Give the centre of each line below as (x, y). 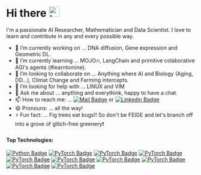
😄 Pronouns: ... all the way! (49, 108)
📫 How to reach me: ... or (64, 99)
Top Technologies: (30, 140)
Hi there (26, 13)
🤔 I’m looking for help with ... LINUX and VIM (70, 86)
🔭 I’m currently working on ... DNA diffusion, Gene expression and (96, 47)
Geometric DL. (33, 54)
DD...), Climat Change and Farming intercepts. (72, 80)
